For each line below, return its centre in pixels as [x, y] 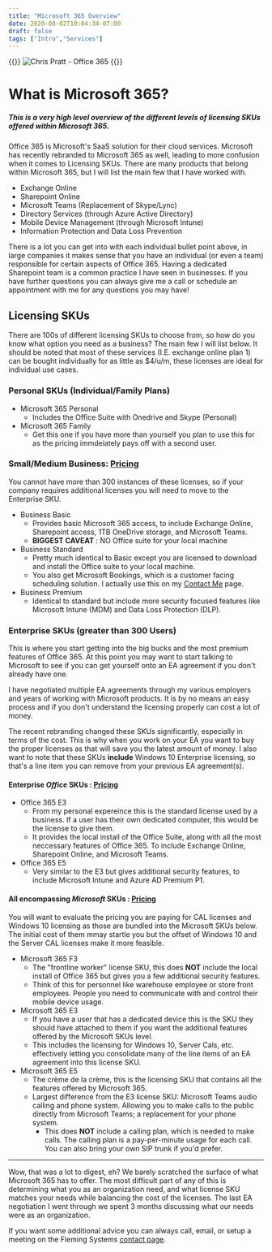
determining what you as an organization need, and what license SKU [124, 1189]
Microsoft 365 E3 [49, 1010]
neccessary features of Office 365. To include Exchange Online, [139, 846]
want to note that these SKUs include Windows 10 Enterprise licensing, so [132, 758]
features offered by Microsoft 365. [89, 1088]
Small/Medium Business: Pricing [74, 464]
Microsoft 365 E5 [49, 1071]
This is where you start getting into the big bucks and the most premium [128, 648]
